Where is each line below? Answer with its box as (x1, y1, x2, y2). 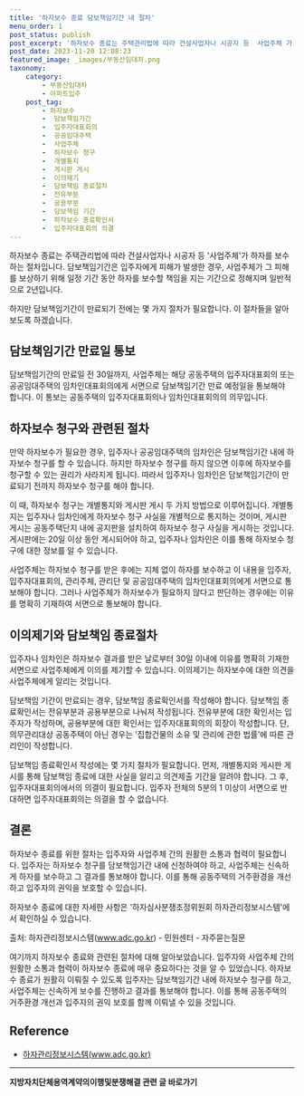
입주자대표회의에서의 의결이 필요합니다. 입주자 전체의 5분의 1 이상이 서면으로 (9, 782, 279, 793)
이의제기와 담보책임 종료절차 (9, 627, 158, 643)
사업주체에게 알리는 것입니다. (9, 676, 111, 687)
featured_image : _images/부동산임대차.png (9, 55, 161, 64)
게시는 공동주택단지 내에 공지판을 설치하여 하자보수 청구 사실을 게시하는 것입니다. (9, 523, 295, 534)
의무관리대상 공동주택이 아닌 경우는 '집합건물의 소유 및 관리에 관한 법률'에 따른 (9, 728, 285, 739)
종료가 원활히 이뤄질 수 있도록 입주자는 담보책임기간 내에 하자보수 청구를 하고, (18, 974, 292, 985)
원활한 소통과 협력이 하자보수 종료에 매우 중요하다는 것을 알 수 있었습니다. (9, 962, 268, 974)
